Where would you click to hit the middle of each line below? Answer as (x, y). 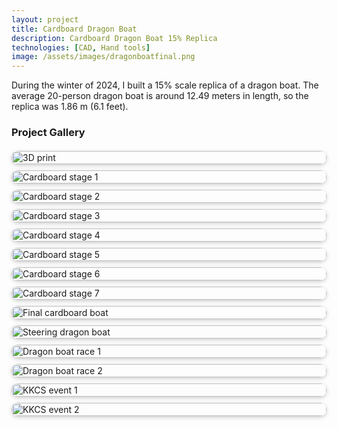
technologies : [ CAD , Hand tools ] (81, 47)
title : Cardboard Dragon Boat (74, 29)
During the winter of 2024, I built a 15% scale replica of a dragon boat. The (165, 85)
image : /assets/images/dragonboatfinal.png (103, 57)
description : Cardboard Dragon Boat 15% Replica (114, 38)
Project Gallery (48, 133)
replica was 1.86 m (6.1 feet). (70, 107)
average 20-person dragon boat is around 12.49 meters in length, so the (160, 96)
